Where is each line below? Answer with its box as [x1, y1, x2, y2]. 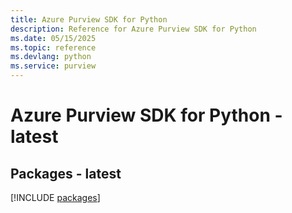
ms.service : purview [10, 61, 97, 71]
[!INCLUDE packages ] [10, 192, 101, 203]
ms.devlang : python [10, 52, 92, 62]
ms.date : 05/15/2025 [10, 33, 97, 43]
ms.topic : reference [10, 42, 97, 53]
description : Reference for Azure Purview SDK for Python [10, 24, 257, 34]
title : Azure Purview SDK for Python [10, 14, 168, 25]
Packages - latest [10, 165, 122, 182]
